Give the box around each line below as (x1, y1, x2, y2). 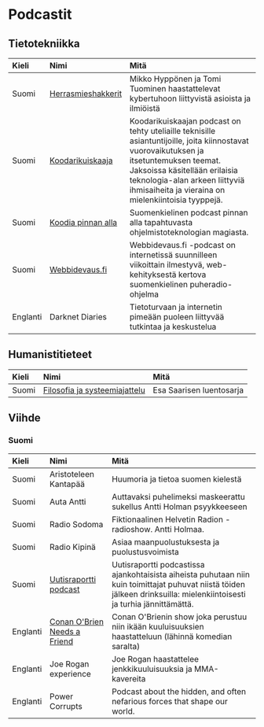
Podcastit (8, 6, 72, 24)
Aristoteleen (49, 468, 94, 479)
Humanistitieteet (8, 348, 93, 361)
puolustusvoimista (111, 546, 179, 557)
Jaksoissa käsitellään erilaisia (129, 165, 238, 175)
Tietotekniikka (8, 37, 80, 50)
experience (49, 668, 92, 679)
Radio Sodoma (49, 518, 104, 530)
